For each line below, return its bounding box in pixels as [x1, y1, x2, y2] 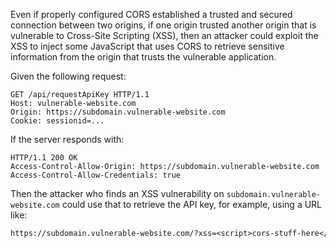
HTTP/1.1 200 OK [10, 153, 78, 163]
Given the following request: [10, 70, 127, 82]
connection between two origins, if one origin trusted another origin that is [10, 19, 317, 31]
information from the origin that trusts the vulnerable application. [10, 51, 277, 63]
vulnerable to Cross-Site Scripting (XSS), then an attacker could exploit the [10, 30, 319, 41]
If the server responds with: [10, 134, 125, 145]
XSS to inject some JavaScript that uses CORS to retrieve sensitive [10, 40, 285, 52]
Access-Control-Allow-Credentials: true [10, 170, 182, 180]
